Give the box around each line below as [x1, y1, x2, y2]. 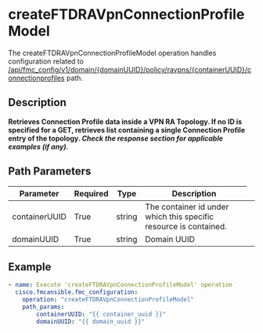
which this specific [144, 210, 214, 221]
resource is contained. [144, 221, 227, 232]
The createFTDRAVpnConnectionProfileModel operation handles [8, 48, 217, 57]
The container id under [144, 201, 229, 212]
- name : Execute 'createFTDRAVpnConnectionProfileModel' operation [8, 281, 233, 289]
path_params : [22, 303, 65, 311]
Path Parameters [8, 165, 92, 178]
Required [74, 188, 109, 199]
